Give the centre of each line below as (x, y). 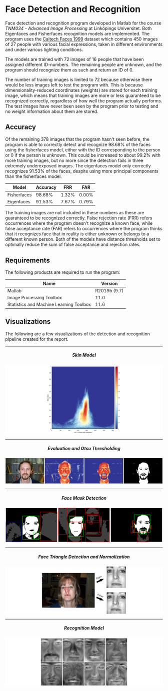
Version (109, 283)
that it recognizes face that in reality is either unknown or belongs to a (77, 234)
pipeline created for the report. (37, 339)
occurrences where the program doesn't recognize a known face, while (79, 223)
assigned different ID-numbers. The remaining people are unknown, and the (83, 64)
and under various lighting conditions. (44, 49)
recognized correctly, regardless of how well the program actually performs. (84, 100)
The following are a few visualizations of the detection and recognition (77, 334)
